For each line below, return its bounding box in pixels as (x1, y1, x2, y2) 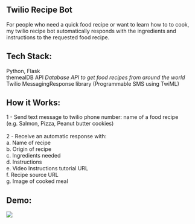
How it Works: (6, 98, 60, 108)
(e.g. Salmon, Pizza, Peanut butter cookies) (6, 120, 114, 127)
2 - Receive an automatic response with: (6, 133, 107, 140)
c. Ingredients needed (6, 152, 61, 159)
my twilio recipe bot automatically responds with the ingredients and (6, 27, 176, 34)
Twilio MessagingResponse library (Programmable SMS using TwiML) (6, 80, 180, 87)
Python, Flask (6, 67, 40, 74)
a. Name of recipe (6, 139, 51, 147)
